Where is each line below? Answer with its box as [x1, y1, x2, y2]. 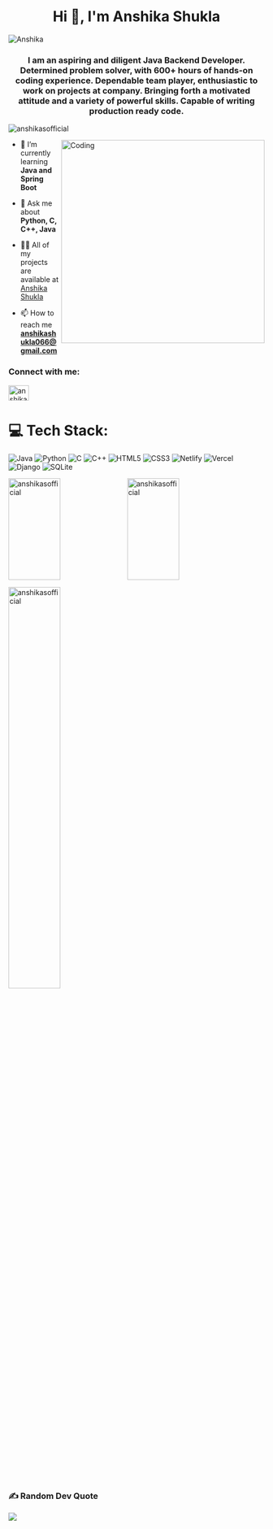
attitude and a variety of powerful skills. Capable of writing [18, 95, 255, 106]
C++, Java [19, 224, 57, 234]
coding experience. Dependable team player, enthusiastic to [15, 75, 258, 86]
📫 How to [19, 308, 54, 318]
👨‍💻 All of [19, 240, 50, 250]
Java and [19, 166, 53, 176]
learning [19, 157, 49, 167]
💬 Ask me [19, 198, 53, 208]
